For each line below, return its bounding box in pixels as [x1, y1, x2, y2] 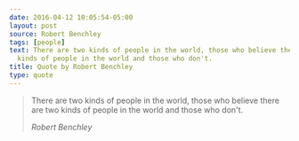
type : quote [9, 71, 53, 80]
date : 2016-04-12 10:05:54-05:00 [9, 12, 133, 22]
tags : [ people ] [9, 37, 66, 47]
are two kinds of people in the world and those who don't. [30, 104, 244, 115]
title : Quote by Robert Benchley [9, 63, 133, 72]
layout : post [9, 21, 58, 30]
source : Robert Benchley [9, 29, 101, 38]
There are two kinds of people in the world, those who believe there [30, 95, 280, 106]
